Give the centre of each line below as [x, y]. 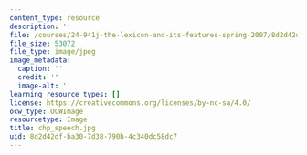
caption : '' [41, 69]
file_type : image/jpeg [53, 52]
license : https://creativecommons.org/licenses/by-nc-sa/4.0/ [130, 103]
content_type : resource [55, 18]
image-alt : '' [44, 86]
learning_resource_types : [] [65, 94]
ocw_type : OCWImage [47, 111]
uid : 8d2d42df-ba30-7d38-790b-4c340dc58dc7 [94, 137]
